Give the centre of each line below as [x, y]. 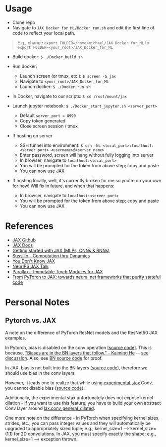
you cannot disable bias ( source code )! [45, 388]
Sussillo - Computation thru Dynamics [51, 256]
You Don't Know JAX [34, 261]
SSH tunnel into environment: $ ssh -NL [60, 145]
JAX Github [24, 240]
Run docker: [25, 66]
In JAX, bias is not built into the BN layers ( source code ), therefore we [76, 368]
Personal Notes [37, 302]
